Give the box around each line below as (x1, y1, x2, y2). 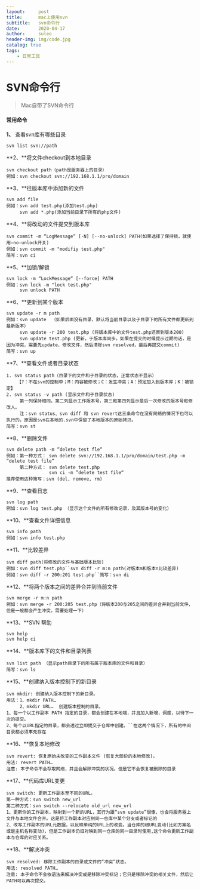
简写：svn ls (6, 666, 36, 672)
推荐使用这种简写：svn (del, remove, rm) (6, 476, 103, 482)
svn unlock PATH (19, 287, 60, 293)
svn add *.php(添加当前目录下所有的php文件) (19, 209, 121, 215)
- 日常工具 (17, 53, 41, 59)
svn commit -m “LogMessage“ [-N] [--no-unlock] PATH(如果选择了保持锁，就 (6, 233, 187, 239)
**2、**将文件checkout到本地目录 (6, 153, 91, 161)
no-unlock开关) (13, 239, 50, 245)
